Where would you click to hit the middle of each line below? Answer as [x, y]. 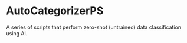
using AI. [17, 33]
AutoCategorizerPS [55, 11]
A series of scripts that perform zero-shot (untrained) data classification [94, 27]
